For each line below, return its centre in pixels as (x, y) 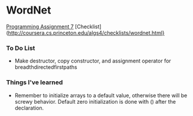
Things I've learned (35, 82)
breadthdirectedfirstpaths (46, 67)
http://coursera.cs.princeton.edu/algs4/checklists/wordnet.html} (86, 32)
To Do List (21, 48)
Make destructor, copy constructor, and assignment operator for (93, 61)
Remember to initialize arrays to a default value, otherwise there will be (101, 95)
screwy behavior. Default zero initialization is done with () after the (95, 101)
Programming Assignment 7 (40, 26)
